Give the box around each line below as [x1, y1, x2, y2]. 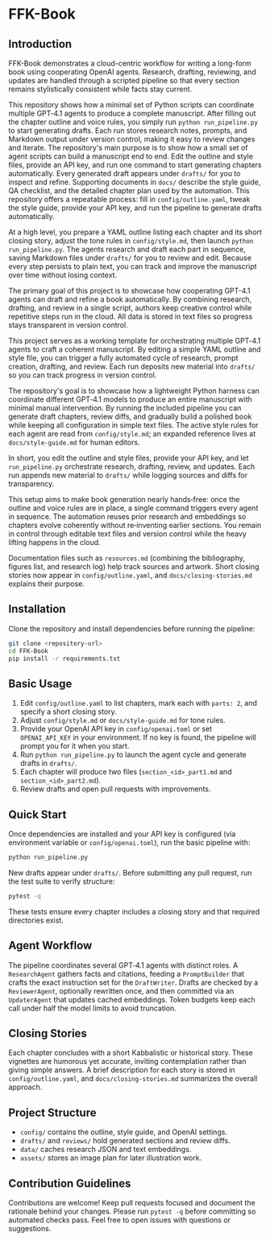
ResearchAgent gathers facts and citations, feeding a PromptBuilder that [8, 969, 245, 978]
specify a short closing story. [19, 707, 117, 716]
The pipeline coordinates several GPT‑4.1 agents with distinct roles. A [8, 960, 239, 970]
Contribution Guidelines [8, 1176, 131, 1190]
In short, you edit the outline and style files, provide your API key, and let [8, 454, 249, 462]
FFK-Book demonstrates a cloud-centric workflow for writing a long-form [8, 58, 251, 68]
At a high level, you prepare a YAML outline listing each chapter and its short [8, 227, 262, 237]
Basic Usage [8, 677, 73, 690]
